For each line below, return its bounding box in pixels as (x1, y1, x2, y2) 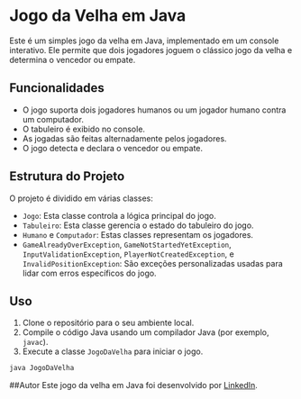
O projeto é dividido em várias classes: (9, 193, 153, 204)
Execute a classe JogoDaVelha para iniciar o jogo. (22, 346, 204, 357)
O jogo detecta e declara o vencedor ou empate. (22, 142, 204, 153)
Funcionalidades (9, 80, 105, 95)
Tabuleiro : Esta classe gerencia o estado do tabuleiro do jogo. (22, 220, 254, 231)
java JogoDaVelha (9, 364, 75, 373)
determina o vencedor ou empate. (9, 54, 136, 65)
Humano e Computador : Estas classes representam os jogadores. (22, 229, 254, 240)
